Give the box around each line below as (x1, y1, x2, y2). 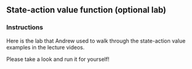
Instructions (6, 23, 44, 32)
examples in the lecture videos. (6, 43, 85, 51)
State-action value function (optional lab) (6, 5, 166, 15)
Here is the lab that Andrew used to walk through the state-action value (6, 37, 186, 45)
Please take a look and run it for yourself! (6, 55, 110, 63)
